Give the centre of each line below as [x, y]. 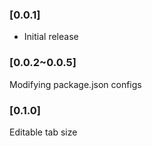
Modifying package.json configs [75, 84]
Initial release [51, 37]
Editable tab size [43, 132]
